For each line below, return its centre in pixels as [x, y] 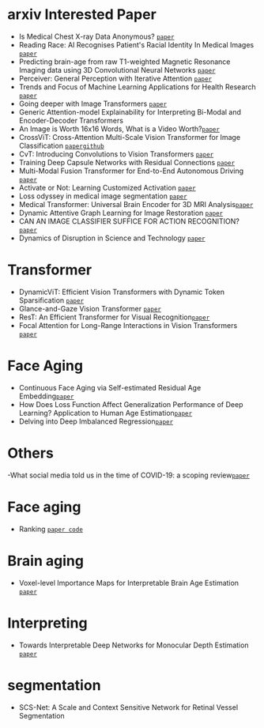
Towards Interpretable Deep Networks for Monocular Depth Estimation [134, 645]
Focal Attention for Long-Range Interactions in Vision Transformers [128, 325]
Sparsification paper [51, 300]
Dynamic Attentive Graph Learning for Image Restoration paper [121, 213]
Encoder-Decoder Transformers [71, 120]
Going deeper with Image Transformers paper [93, 104]
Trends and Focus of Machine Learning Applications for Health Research [137, 87]
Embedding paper [46, 396]
